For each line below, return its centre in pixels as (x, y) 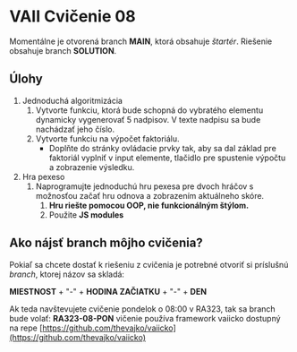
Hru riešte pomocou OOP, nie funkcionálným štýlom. (149, 205)
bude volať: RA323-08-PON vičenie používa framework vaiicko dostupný (145, 318)
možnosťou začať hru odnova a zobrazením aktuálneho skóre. (150, 195)
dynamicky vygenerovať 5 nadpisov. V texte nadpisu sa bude (148, 119)
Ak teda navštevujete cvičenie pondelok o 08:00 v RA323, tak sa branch (142, 309)
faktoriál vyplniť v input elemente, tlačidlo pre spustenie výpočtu (167, 158)
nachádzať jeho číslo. (75, 129)
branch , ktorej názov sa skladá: (67, 274)
